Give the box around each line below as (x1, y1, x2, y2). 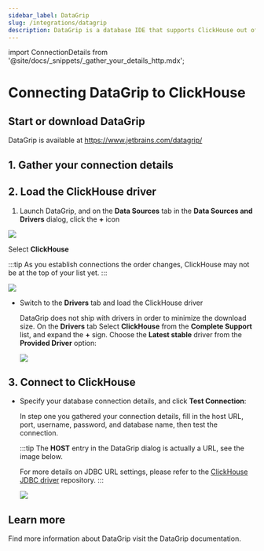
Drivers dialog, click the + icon (19, 214, 120, 224)
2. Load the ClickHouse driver (8, 186, 157, 199)
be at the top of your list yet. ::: (8, 268, 108, 277)
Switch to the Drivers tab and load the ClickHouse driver (19, 298, 203, 307)
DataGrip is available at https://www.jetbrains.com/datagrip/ (8, 135, 203, 145)
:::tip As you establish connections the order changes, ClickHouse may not (8, 259, 250, 269)
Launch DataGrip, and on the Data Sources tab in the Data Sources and (19, 206, 253, 215)
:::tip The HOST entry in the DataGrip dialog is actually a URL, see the (19, 443, 245, 453)
